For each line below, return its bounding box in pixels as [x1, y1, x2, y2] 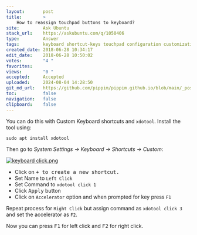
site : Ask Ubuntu [6, 25, 69, 31]
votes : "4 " [6, 58, 54, 63]
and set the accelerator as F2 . [6, 211, 77, 218]
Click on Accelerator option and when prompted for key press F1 [14, 193, 172, 200]
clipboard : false [6, 101, 57, 108]
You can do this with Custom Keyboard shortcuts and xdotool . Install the [6, 117, 181, 125]
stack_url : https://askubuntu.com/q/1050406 [6, 31, 125, 36]
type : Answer [6, 36, 59, 42]
